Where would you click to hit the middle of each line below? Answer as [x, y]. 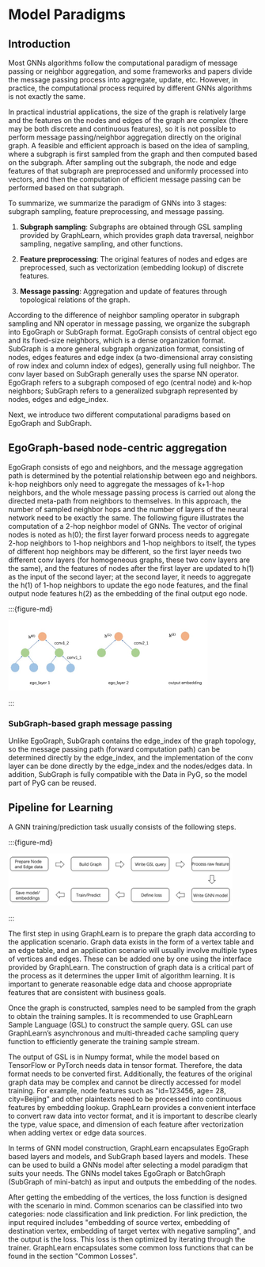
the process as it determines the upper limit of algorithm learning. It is [122, 976]
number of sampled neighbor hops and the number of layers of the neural [128, 509]
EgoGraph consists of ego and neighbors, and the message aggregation [126, 467]
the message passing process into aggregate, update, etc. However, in [123, 80]
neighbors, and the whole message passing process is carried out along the [132, 492]
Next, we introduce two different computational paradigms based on [119, 415]
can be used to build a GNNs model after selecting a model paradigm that [128, 1165]
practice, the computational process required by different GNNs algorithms [130, 88]
